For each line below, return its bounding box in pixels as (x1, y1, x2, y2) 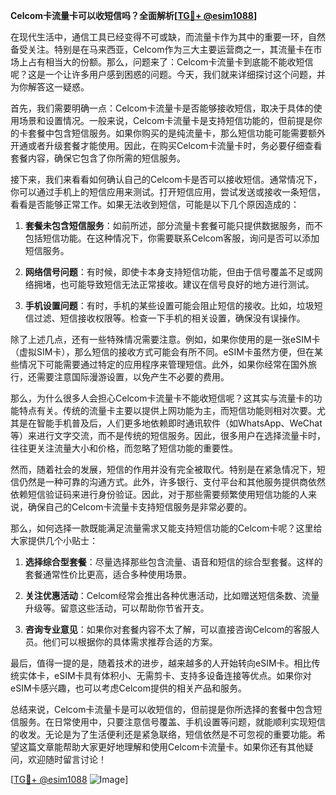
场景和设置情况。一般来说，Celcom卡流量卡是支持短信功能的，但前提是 (18, 115, 314, 126)
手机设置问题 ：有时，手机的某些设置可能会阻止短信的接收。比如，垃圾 (24, 300, 315, 311)
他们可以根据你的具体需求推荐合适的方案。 (42, 636, 218, 648)
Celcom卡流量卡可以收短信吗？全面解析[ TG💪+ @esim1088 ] (10, 10, 258, 21)
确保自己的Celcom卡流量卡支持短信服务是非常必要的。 (27, 501, 253, 513)
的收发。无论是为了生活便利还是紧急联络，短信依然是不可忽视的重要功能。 (10, 729, 317, 740)
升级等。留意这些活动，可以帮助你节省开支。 (24, 602, 210, 614)
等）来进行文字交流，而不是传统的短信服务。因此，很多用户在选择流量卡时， (10, 430, 326, 441)
